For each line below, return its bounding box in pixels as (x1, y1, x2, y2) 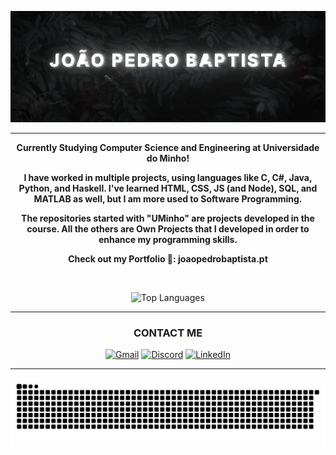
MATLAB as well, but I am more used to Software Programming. (33, 192, 303, 205)
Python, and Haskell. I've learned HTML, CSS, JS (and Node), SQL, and (18, 182, 318, 194)
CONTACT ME (133, 326, 203, 340)
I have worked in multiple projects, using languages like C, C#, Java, (23, 171, 313, 183)
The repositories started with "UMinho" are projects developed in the (21, 212, 315, 224)
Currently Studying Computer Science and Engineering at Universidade (16, 141, 320, 153)
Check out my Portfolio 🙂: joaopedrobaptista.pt (68, 252, 268, 265)
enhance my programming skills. (98, 233, 238, 245)
